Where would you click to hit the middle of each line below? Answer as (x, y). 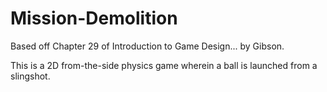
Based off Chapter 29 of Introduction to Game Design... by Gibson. (147, 46)
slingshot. (30, 76)
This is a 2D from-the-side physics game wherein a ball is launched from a (164, 65)
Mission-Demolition (94, 18)
